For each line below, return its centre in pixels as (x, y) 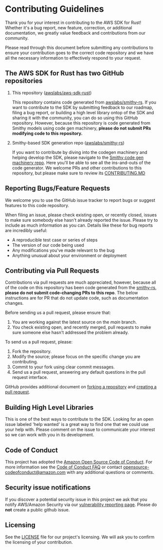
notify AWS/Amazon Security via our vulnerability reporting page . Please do (81, 505)
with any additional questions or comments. (110, 472)
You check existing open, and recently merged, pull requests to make (81, 327)
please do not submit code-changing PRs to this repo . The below (72, 293)
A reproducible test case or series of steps (55, 240)
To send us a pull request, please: (39, 342)
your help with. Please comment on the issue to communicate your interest (80, 430)
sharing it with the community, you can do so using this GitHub (75, 118)
